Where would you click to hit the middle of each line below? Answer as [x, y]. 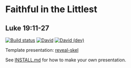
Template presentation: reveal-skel [42, 50]
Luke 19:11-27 [27, 28]
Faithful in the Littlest [51, 9]
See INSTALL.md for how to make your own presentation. [66, 60]
